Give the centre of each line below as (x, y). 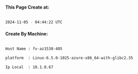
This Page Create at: (27, 7)
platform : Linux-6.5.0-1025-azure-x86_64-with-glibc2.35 (69, 58)
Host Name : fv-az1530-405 (34, 49)
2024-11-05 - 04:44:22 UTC (34, 22)
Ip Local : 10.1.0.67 (29, 67)
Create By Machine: (27, 33)
